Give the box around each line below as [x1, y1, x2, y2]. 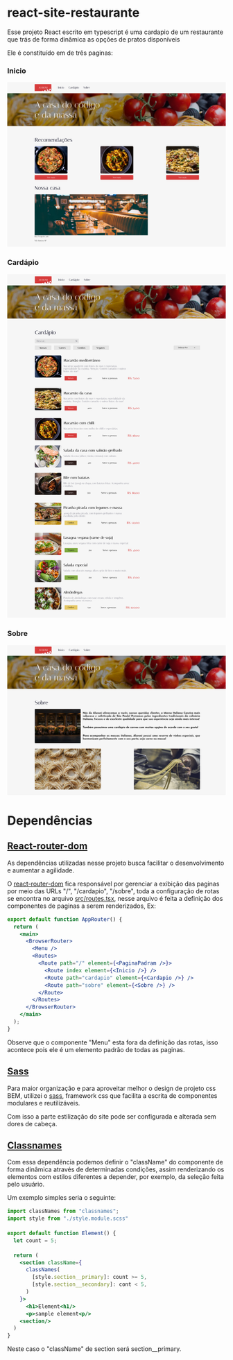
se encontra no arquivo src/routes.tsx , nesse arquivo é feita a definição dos [7, 894, 223, 902]
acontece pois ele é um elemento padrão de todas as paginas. [7, 1045, 185, 1053]
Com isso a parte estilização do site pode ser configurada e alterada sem [7, 1112, 216, 1121]
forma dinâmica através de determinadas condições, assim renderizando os [7, 1165, 225, 1173]
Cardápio [7, 258, 40, 268]
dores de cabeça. [7, 1119, 58, 1128]
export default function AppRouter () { [7, 915, 123, 923]
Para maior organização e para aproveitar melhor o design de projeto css [7, 1084, 216, 1092]
